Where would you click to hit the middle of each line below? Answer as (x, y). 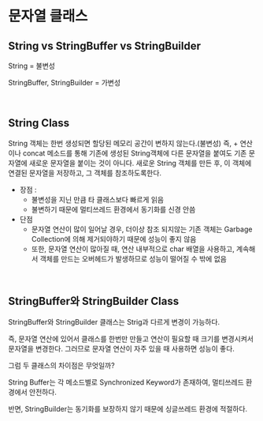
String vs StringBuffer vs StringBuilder (105, 45)
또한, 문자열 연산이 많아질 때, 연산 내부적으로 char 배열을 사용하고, (133, 249)
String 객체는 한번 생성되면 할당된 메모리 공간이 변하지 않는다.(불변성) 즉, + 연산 (131, 143)
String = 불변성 (31, 66)
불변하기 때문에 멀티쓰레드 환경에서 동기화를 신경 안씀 (113, 209)
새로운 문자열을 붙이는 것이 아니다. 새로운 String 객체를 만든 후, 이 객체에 (140, 163)
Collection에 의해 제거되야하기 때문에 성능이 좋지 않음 (114, 239)
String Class (39, 123)
